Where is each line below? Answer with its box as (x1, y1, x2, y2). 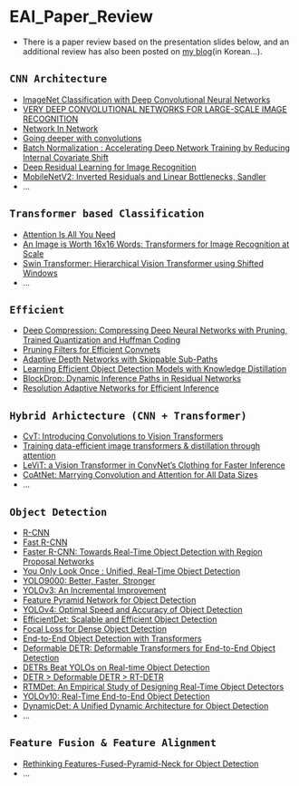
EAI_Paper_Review (9, 6, 154, 27)
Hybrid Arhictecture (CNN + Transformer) (9, 409, 247, 422)
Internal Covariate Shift (22, 151, 109, 162)
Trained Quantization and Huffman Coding (22, 335, 181, 345)
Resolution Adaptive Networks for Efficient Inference (22, 383, 219, 393)
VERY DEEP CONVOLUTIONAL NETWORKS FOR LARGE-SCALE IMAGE (22, 103, 287, 114)
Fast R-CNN (22, 537, 68, 548)
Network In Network (22, 122, 99, 133)
